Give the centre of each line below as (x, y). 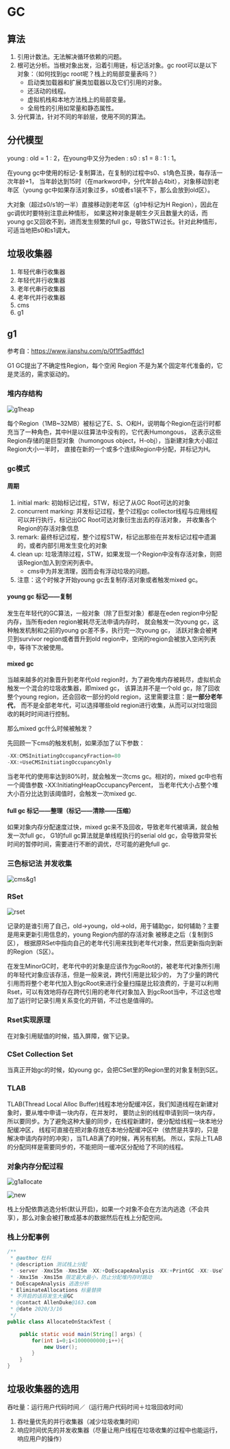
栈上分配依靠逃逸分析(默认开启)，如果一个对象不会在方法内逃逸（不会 (105, 1209)
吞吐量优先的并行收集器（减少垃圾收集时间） (80, 1421)
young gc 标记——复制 (39, 596)
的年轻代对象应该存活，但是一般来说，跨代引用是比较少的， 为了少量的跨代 (113, 975)
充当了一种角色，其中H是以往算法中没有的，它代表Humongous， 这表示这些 (114, 432)
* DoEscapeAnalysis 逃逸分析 (49, 1283)
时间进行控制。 (52, 714)
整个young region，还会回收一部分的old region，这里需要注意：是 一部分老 (112, 697)
